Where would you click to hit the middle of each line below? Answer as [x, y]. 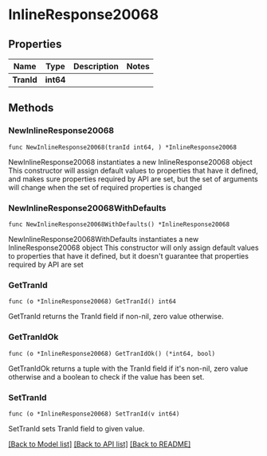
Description [96, 66]
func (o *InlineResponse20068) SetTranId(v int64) [94, 414]
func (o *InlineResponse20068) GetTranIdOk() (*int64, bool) [112, 353]
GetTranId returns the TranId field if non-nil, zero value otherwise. [116, 317]
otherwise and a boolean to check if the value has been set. [106, 376]
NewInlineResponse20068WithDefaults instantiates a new [104, 239]
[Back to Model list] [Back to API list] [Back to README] [100, 444]
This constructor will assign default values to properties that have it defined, [133, 170]
